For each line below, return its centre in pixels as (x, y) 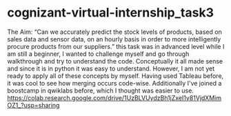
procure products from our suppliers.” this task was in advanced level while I (116, 46)
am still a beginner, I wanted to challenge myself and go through (98, 54)
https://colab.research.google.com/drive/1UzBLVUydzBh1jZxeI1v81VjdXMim (114, 97)
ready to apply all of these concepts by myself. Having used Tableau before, (115, 76)
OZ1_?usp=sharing (33, 105)
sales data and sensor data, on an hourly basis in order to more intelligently (114, 39)
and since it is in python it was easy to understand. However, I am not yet (111, 68)
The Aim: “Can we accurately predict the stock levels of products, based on (114, 32)
